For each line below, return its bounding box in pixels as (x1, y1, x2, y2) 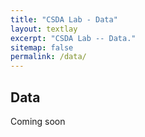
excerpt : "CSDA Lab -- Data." (10, 33, 137, 43)
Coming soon (10, 115, 66, 127)
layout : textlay (10, 24, 78, 34)
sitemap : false (10, 42, 74, 53)
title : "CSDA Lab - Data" (10, 14, 118, 25)
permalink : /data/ (10, 52, 87, 62)
